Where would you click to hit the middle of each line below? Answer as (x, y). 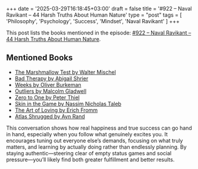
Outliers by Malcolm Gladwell (51, 91)
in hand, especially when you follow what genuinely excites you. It (87, 134)
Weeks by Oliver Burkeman (48, 84)
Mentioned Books (40, 58)
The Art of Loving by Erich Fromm (56, 110)
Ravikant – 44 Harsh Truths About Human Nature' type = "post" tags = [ (94, 15)
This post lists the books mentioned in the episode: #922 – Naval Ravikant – (99, 33)
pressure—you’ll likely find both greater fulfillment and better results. (90, 159)
